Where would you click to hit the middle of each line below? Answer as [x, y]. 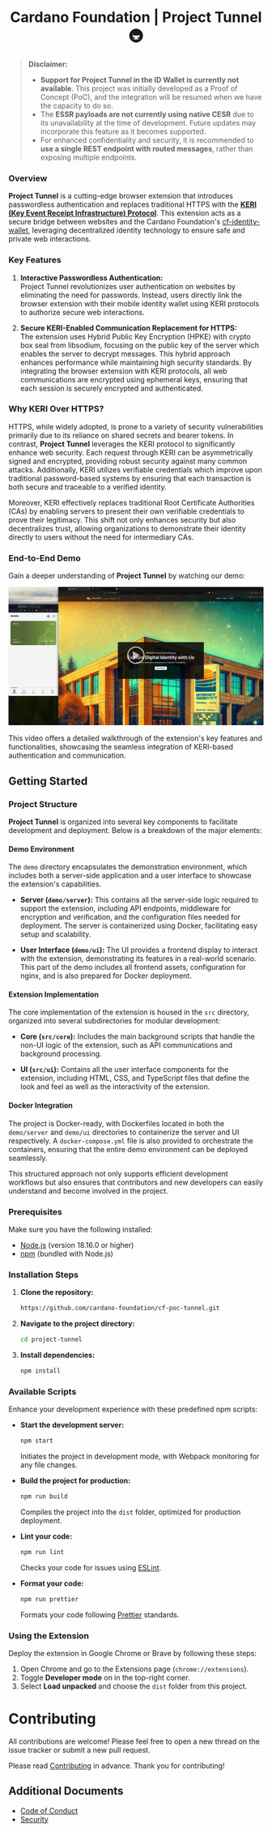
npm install [40, 1371]
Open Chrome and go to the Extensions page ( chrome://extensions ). [134, 1668]
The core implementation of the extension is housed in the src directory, [129, 1012]
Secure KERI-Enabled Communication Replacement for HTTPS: [128, 327]
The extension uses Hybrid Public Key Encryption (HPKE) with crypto [135, 336]
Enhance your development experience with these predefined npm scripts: [133, 1409]
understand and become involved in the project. [88, 1190]
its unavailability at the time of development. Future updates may [148, 122]
